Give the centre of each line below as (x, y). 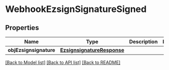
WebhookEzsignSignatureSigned (76, 9)
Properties (22, 28)
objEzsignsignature (31, 50)
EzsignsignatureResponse (92, 50)
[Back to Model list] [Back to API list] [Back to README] (63, 62)
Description (143, 42)
